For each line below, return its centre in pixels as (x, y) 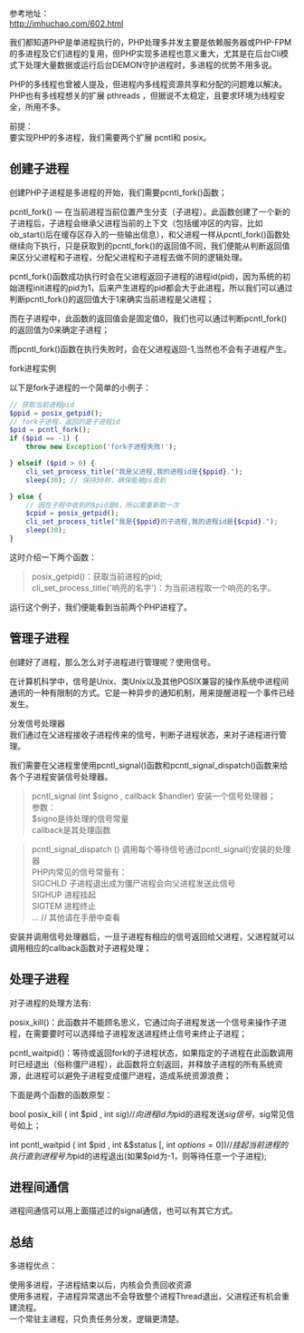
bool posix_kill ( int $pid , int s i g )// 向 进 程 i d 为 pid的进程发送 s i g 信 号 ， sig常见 (148, 1113)
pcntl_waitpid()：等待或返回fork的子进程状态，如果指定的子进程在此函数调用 (152, 1053)
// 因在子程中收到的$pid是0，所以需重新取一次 (102, 505)
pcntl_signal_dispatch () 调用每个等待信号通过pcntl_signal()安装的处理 (161, 849)
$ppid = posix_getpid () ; (56, 413)
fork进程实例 (33, 368)
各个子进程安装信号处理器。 (61, 776)
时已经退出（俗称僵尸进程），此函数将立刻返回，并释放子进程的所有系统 (142, 1063)
